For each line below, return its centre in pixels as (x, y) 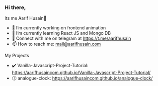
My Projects (17, 56)
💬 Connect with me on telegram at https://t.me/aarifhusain (71, 38)
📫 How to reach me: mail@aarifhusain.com (56, 44)
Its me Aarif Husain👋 (26, 18)
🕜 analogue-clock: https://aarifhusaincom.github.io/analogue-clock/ (82, 78)
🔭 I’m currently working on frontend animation (59, 28)
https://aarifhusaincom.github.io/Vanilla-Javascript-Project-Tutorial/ (81, 73)
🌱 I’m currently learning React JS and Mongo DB (61, 33)
